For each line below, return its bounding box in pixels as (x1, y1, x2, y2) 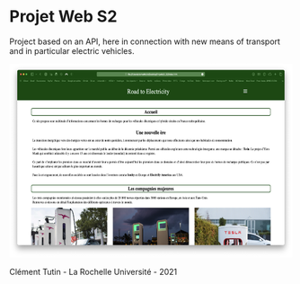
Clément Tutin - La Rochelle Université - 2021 (9, 266, 178, 277)
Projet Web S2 (9, 6, 118, 27)
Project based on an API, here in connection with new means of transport (9, 36, 281, 47)
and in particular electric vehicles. (9, 45, 135, 56)
